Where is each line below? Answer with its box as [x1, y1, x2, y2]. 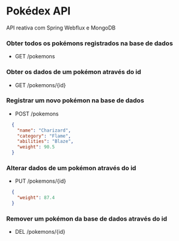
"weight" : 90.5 [17, 144, 55, 150]
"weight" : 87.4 [17, 195, 55, 201]
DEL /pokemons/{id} [14, 228, 65, 236]
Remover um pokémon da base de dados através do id [6, 215, 167, 223]
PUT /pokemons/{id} [14, 177, 66, 185]
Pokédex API [6, 4, 71, 18]
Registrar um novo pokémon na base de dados [6, 96, 144, 105]
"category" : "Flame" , [17, 133, 71, 139]
